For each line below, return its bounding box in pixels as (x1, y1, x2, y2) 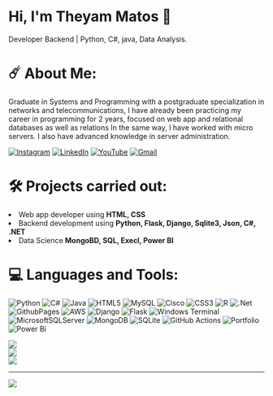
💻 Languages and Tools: (8, 266, 179, 284)
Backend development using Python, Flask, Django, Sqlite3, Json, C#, (19, 218, 256, 228)
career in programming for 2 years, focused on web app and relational (8, 114, 244, 124)
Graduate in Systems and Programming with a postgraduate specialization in (8, 97, 265, 107)
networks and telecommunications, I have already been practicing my (8, 105, 242, 115)
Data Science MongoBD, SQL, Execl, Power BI (19, 235, 174, 245)
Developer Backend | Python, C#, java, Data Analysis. (8, 34, 188, 44)
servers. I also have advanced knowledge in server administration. (8, 131, 231, 141)
